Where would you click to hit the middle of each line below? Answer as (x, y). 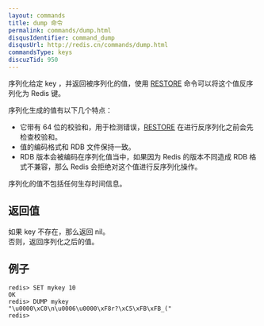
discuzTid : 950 (33, 60)
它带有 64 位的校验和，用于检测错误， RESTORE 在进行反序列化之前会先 (136, 127)
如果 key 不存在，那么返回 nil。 (59, 232)
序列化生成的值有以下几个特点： (60, 110)
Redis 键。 (48, 93)
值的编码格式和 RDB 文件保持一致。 (77, 147)
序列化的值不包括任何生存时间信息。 (67, 183)
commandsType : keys (40, 52)
